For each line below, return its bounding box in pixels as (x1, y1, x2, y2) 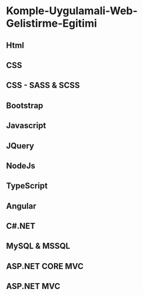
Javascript (6, 121, 46, 131)
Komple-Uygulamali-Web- (6, 4, 138, 18)
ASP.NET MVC (6, 281, 61, 291)
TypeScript (6, 181, 48, 191)
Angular (6, 201, 36, 211)
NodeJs (6, 161, 35, 171)
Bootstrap (6, 101, 44, 111)
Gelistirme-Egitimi (6, 17, 97, 30)
